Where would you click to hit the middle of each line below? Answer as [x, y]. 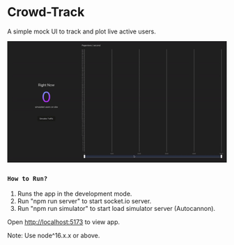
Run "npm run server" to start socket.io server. [84, 201]
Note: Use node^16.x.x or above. [54, 235]
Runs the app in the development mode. [75, 193]
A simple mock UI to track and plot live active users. [82, 31]
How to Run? [28, 179]
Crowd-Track [46, 12]
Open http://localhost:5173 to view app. [64, 222]
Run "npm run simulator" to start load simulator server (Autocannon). [116, 208]
